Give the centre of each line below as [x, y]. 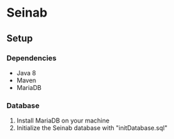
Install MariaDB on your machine [63, 121]
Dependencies [32, 58]
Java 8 [26, 73]
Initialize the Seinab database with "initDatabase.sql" [92, 128]
